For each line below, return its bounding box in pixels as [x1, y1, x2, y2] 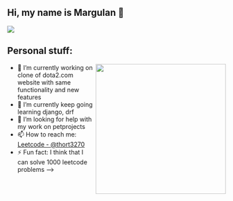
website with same [17, 78, 71, 87]
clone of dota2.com [17, 71, 74, 79]
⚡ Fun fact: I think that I [17, 148, 84, 156]
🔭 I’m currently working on [17, 63, 93, 71]
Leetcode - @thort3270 [17, 140, 85, 148]
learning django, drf [17, 107, 74, 116]
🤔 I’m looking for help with [17, 115, 92, 123]
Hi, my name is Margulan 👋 [7, 7, 125, 19]
